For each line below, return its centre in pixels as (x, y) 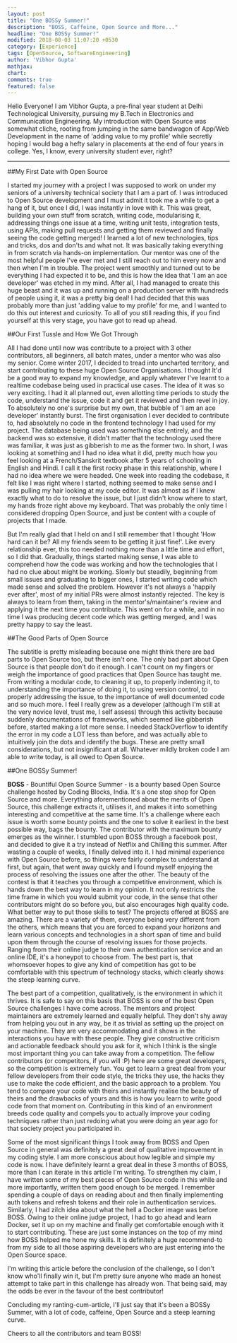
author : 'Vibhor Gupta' (42, 60)
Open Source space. (37, 1255)
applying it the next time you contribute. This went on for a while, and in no (116, 609)
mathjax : (20, 66)
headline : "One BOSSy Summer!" (53, 34)
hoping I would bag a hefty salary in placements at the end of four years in (115, 144)
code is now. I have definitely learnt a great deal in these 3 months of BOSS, (117, 1165)
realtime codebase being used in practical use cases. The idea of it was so (116, 385)
